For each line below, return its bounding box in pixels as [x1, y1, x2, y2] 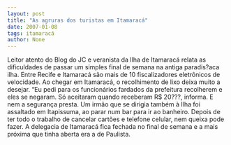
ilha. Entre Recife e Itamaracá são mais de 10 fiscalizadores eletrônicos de [7, 71, 221, 79]
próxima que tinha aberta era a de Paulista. [7, 130, 131, 139]
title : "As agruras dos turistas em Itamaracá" [7, 17, 149, 24]
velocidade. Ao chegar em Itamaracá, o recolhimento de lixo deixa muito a [7, 78, 221, 86]
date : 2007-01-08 [7, 23, 58, 30]
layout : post [7, 10, 45, 18]
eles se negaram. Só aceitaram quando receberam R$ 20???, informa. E [7, 92, 214, 102]
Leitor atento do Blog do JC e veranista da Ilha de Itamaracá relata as [7, 55, 207, 64]
